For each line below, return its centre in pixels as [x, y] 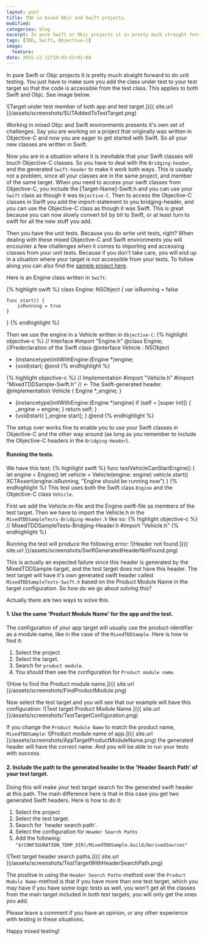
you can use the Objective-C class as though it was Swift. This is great [95, 208]
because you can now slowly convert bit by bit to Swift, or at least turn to [98, 214]
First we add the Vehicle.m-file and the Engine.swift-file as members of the [101, 506]
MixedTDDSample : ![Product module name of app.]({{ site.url [80, 734]
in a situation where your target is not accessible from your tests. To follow [100, 259]
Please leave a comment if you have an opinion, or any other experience [97, 913]
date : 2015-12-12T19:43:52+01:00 [49, 58]
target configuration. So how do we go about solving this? [79, 588]
